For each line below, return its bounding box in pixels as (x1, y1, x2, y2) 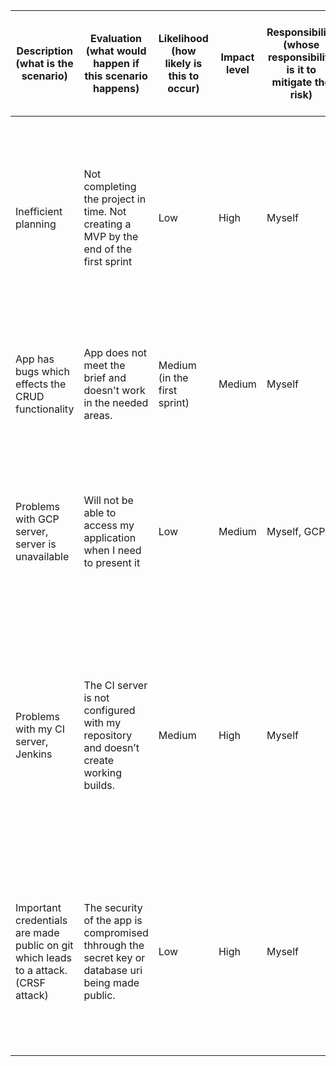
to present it (83, 556, 141, 569)
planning (15, 217, 57, 231)
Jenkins (15, 747, 53, 761)
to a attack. (15, 964, 68, 977)
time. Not (83, 205, 127, 218)
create (83, 754, 115, 767)
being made (83, 976, 140, 989)
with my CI (15, 722, 66, 736)
